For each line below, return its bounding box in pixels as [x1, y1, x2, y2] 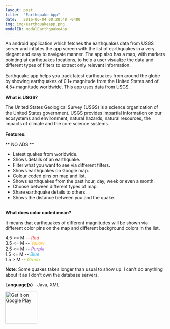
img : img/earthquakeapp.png [5, 21, 65, 27]
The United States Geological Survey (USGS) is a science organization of [5, 104, 159, 111]
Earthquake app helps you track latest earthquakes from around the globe [5, 73, 160, 79]
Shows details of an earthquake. [12, 156, 80, 163]
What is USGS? [5, 95, 38, 101]
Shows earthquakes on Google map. [12, 168, 89, 174]
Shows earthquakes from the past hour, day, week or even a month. [12, 178, 155, 184]
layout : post [5, 7, 33, 13]
